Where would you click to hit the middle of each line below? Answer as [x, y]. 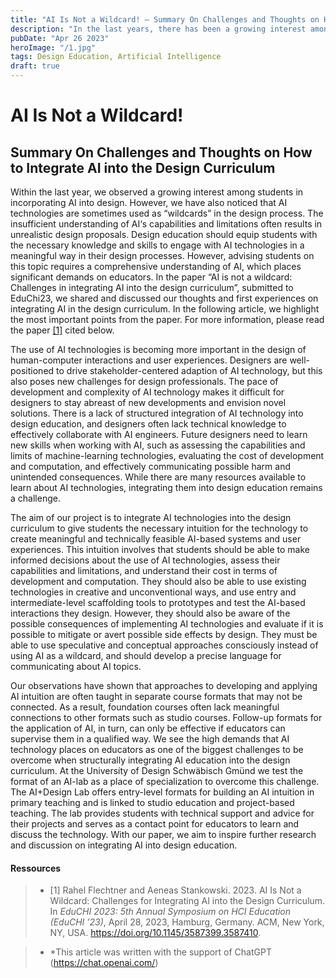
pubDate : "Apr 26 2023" [60, 38]
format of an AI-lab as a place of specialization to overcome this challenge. [165, 781]
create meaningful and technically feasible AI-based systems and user [156, 539]
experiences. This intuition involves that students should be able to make [160, 549]
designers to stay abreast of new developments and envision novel [148, 402]
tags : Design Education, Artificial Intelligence [116, 57]
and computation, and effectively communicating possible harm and [150, 466]
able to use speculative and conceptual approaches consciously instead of [164, 645]
